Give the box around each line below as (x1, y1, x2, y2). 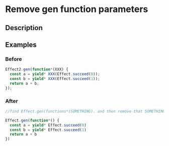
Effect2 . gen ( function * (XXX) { (5, 67, 69, 72)
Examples (5, 40, 37, 49)
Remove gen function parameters (5, 4, 148, 15)
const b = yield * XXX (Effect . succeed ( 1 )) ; (10, 76, 100, 81)
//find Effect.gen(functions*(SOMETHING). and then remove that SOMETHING (5, 109, 165, 114)
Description (5, 24, 43, 32)
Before (5, 55, 22, 62)
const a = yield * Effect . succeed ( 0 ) (10, 122, 87, 127)
